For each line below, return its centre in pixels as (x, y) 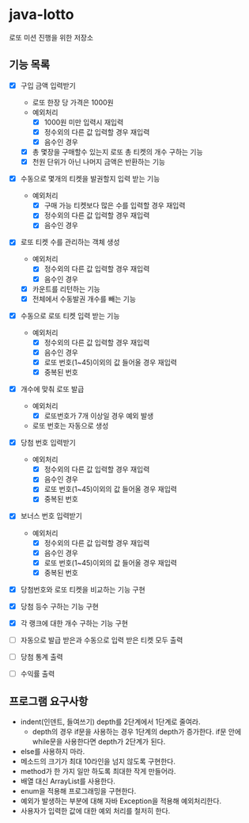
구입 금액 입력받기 (48, 86)
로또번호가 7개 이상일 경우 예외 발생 (99, 416)
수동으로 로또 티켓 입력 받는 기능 (70, 315)
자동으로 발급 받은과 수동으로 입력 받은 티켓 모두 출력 (102, 640)
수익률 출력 (38, 674)
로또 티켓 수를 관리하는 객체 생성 (70, 242)
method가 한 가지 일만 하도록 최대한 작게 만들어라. (98, 771)
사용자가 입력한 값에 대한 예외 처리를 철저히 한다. (95, 810)
